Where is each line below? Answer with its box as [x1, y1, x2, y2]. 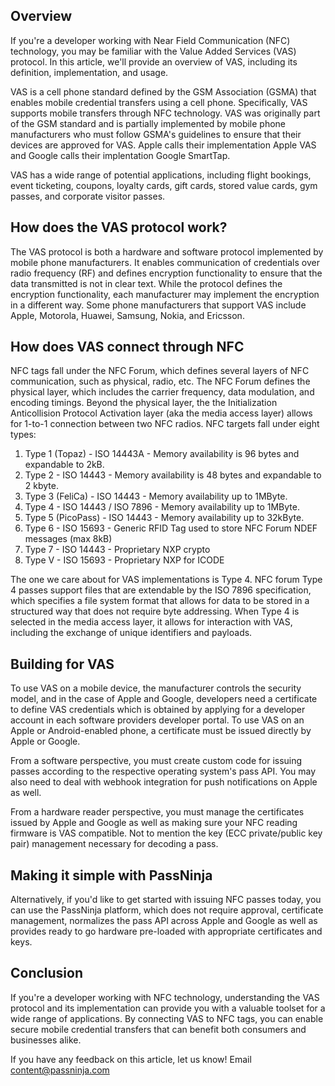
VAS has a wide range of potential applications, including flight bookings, [10, 169, 312, 181]
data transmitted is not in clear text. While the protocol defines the [10, 277, 283, 289]
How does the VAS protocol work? [10, 219, 228, 236]
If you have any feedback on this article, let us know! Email [10, 1053, 252, 1065]
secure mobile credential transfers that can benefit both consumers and [10, 1023, 307, 1035]
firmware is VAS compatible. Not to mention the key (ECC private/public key [10, 827, 323, 839]
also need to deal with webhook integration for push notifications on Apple [10, 776, 318, 788]
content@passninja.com [10, 1064, 110, 1076]
